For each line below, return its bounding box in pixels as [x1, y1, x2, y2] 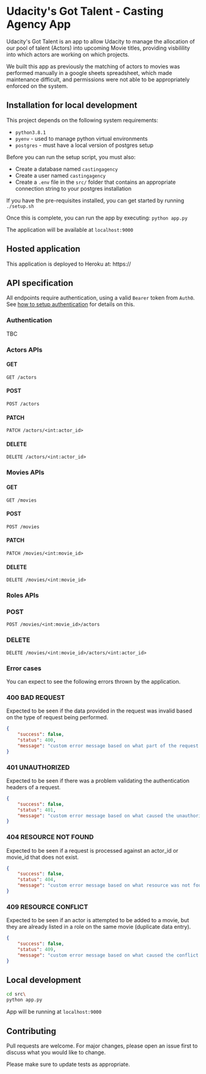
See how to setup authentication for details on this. [6, 301, 135, 308]
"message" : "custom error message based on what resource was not [17, 882, 191, 889]
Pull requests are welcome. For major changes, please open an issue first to [6, 1042, 198, 1049]
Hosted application [6, 244, 81, 255]
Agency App [6, 17, 71, 31]
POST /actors [6, 401, 40, 407]
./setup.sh [6, 203, 34, 210]
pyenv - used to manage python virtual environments [15, 135, 148, 142]
